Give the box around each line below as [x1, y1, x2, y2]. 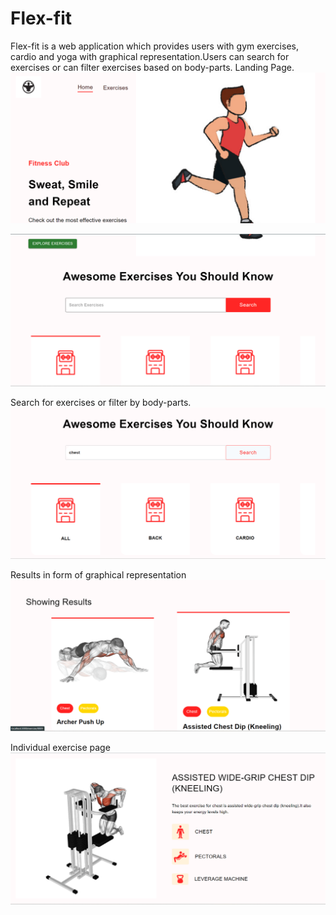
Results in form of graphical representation [10, 568, 187, 581]
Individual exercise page [10, 741, 111, 753]
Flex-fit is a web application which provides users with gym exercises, [10, 40, 299, 52]
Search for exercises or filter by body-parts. [10, 397, 192, 409]
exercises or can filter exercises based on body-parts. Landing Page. [10, 61, 295, 73]
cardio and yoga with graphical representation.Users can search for [10, 50, 290, 62]
